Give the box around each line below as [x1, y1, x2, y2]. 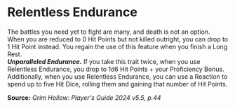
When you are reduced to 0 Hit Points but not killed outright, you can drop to [7, 34, 229, 43]
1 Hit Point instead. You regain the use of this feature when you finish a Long [7, 42, 228, 51]
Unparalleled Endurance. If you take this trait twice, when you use [7, 57, 201, 65]
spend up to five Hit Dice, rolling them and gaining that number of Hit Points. [7, 79, 228, 88]
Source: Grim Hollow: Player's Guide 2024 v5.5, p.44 [7, 93, 161, 102]
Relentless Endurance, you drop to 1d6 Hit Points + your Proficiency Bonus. [7, 65, 224, 73]
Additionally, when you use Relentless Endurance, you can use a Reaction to [7, 72, 228, 81]
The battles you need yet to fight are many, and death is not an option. [7, 27, 210, 36]
